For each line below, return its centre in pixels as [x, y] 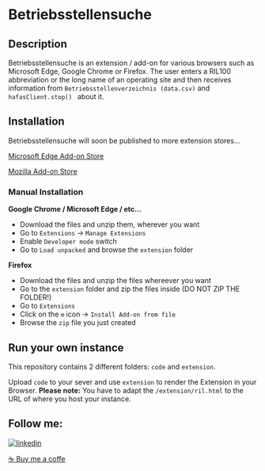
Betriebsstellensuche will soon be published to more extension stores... [124, 140]
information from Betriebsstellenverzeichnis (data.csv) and [109, 88]
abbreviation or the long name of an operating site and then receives [120, 80]
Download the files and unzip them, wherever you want [110, 224]
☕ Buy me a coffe [37, 458]
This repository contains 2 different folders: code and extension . [112, 366]
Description [38, 44]
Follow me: [36, 424]
